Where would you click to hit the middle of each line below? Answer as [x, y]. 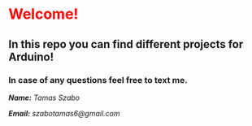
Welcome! [43, 14]
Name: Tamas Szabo [44, 98]
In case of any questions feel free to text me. [98, 80]
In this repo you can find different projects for [126, 44]
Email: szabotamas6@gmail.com [64, 113]
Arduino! [31, 56]
